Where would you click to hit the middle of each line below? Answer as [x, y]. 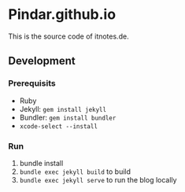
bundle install [41, 163]
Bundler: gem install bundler [68, 117]
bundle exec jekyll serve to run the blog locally [98, 179]
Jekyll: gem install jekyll [63, 109]
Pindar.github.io [62, 15]
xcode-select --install [59, 126]
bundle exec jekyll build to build [75, 172]
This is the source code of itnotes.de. [68, 36]
